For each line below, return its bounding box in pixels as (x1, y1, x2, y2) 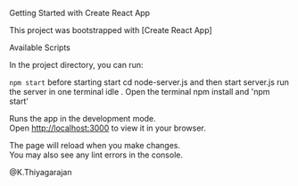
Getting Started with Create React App (9, 8, 150, 18)
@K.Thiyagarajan (9, 167, 72, 177)
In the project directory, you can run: (9, 60, 144, 70)
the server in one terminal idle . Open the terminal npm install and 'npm (9, 87, 270, 97)
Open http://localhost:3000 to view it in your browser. (9, 123, 207, 133)
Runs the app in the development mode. (9, 114, 156, 123)
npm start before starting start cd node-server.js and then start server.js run (9, 77, 290, 88)
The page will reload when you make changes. (9, 140, 181, 150)
